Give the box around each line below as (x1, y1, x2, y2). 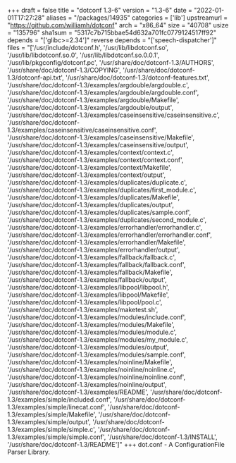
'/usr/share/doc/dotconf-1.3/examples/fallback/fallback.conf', (7, 261, 186, 268)
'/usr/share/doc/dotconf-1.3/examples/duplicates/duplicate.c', (7, 178, 188, 186)
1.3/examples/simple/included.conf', (7, 395, 113, 404)
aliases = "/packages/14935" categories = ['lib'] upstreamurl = (46, 13, 228, 22)
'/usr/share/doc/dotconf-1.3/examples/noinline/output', (7, 381, 167, 388)
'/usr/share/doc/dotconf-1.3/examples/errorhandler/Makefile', (7, 238, 187, 246)
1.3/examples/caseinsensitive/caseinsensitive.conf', (7, 126, 158, 134)
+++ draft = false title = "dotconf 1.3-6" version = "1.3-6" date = (7, 6, 192, 14)
